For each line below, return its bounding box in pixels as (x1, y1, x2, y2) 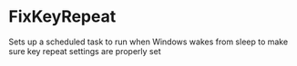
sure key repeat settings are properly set (8, 45, 161, 56)
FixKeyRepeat (8, 6, 117, 27)
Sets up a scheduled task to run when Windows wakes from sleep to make (8, 36, 289, 47)
